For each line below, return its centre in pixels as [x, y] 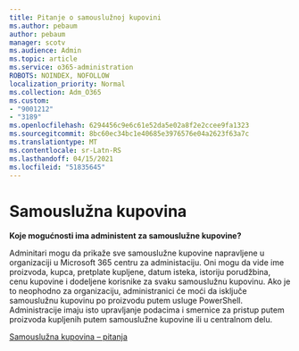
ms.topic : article [43, 59]
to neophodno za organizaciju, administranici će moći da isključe [128, 291]
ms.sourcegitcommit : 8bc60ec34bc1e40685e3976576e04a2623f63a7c [129, 134]
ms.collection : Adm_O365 [55, 92]
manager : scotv [37, 42]
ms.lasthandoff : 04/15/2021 [62, 159]
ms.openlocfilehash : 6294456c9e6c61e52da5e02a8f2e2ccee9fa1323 [129, 126]
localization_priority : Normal [67, 84]
